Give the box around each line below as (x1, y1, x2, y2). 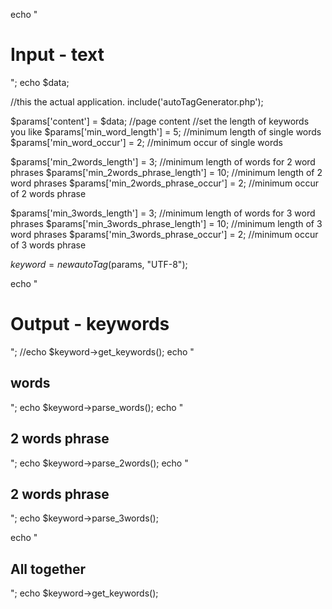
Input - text (10, 44, 105, 66)
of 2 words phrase (10, 187, 87, 199)
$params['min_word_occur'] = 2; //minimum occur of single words (10, 136, 283, 148)
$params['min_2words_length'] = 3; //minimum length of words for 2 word (10, 155, 316, 168)
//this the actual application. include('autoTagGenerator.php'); (10, 95, 264, 108)
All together (10, 560, 87, 578)
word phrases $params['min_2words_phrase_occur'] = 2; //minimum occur (10, 177, 320, 189)
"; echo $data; (10, 76, 70, 88)
